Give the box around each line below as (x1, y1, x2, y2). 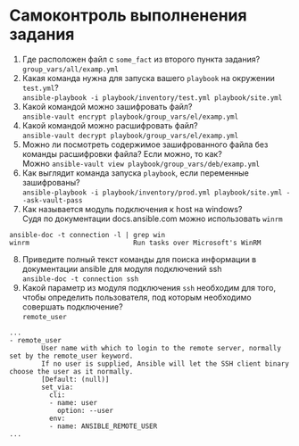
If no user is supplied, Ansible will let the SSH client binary (41, 359, 290, 368)
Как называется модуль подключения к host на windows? (21, 203, 243, 214)
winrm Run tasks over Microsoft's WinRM (9, 238, 262, 247)
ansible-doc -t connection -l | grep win (9, 230, 166, 239)
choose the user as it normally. (9, 367, 134, 376)
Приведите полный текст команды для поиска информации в (21, 253, 257, 264)
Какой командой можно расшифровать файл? (21, 120, 198, 130)
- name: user (48, 398, 98, 407)
